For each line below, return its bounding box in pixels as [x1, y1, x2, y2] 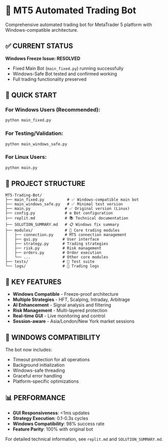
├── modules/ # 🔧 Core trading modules [5, 228, 120, 233]
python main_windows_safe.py [5, 142, 67, 147]
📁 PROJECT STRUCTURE [5, 179, 86, 188]
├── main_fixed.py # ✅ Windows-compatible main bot [5, 197, 139, 202]
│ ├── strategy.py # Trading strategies [5, 241, 109, 247]
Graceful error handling [12, 373, 62, 379]
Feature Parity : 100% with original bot [12, 426, 93, 432]
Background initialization [12, 362, 65, 368]
